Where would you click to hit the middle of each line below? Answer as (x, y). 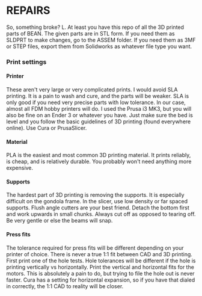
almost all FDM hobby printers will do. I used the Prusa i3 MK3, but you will (99, 109)
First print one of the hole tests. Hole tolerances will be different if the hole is (101, 261)
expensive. (20, 168)
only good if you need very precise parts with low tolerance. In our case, (96, 102)
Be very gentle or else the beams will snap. (60, 221)
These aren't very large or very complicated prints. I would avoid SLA (92, 90)
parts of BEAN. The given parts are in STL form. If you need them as (91, 33)
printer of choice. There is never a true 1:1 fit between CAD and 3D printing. (99, 254)
